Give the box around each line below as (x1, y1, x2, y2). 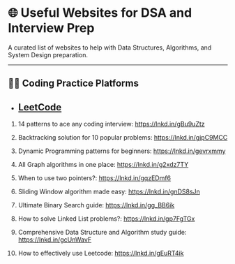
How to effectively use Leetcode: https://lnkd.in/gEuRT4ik (17, 249, 184, 258)
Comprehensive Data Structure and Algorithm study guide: (17, 228, 187, 237)
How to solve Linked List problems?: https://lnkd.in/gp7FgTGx (17, 214, 195, 223)
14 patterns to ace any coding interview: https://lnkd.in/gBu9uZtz (17, 120, 205, 129)
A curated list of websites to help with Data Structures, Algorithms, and (8, 43, 212, 52)
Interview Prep (8, 20, 95, 36)
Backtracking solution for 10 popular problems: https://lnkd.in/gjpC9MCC (17, 133, 228, 142)
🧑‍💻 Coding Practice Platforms (8, 78, 139, 89)
